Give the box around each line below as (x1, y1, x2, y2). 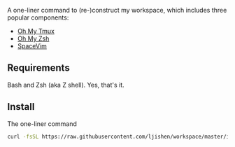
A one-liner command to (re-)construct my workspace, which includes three (7, 6, 227, 14)
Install (7, 101, 35, 113)
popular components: (7, 13, 69, 22)
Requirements (7, 62, 70, 74)
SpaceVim (17, 42, 48, 50)
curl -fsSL (7, 133, 39, 140)
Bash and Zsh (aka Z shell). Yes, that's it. (7, 80, 124, 89)
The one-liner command (7, 119, 77, 128)
